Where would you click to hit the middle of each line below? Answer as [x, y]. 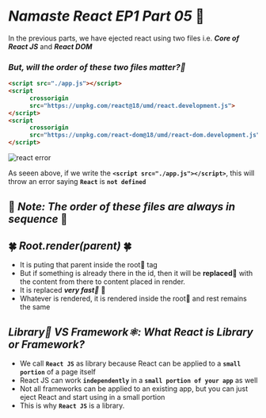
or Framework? [47, 344]
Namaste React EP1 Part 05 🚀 [106, 16]
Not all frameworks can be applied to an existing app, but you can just [134, 389]
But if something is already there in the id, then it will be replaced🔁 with [136, 274]
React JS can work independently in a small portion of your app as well [139, 381]
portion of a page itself [58, 372]
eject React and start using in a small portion [92, 397]
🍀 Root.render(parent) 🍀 [70, 245]
